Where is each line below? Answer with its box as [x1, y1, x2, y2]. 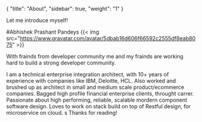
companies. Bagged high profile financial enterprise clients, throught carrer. [6, 90, 194, 97]
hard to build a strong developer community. [6, 59, 116, 66]
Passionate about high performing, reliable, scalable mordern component [6, 96, 188, 103]
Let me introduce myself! [6, 17, 68, 23]
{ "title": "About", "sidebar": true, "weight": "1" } [6, 5, 124, 12]
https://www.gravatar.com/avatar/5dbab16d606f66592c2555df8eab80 [20, 35, 196, 41]
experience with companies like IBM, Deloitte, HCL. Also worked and [6, 78, 176, 84]
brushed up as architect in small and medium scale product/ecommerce [6, 84, 185, 91]
